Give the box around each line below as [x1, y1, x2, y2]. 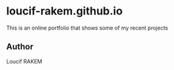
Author [6, 42, 33, 52]
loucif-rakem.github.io [6, 4, 123, 18]
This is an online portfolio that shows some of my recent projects [6, 24, 169, 31]
